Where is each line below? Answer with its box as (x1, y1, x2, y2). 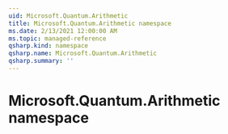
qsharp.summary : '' (8, 57, 74, 65)
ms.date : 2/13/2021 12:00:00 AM (8, 27, 117, 35)
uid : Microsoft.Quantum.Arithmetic (8, 11, 129, 20)
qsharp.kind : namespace (8, 42, 89, 50)
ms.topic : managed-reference (8, 34, 107, 43)
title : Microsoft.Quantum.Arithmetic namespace (8, 19, 172, 27)
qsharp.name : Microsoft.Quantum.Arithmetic (8, 49, 158, 57)
